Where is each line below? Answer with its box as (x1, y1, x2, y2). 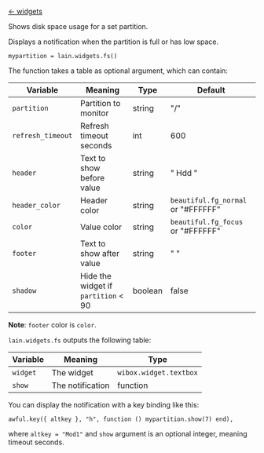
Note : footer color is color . (8, 320, 97, 329)
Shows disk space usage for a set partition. (8, 22, 148, 31)
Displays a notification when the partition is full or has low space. (8, 37, 218, 46)
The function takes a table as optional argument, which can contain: (8, 66, 228, 75)
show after (79, 248, 120, 258)
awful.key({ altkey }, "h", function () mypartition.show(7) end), (8, 415, 234, 423)
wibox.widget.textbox (117, 368, 198, 377)
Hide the (79, 271, 112, 281)
